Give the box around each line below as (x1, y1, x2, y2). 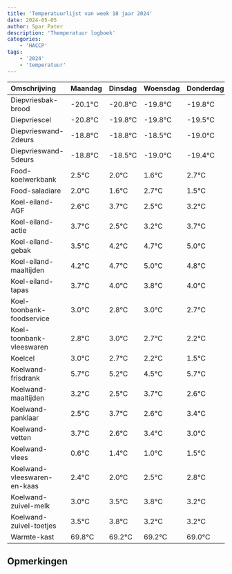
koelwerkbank (10, 174, 57, 184)
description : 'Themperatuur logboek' (7, 29, 116, 37)
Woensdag (144, 84, 180, 93)
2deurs (10, 135, 35, 144)
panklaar (10, 412, 39, 422)
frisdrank (10, 373, 40, 383)
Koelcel (10, 353, 35, 363)
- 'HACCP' (19, 42, 48, 49)
